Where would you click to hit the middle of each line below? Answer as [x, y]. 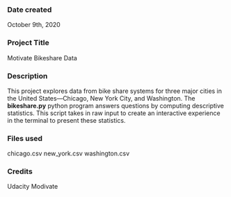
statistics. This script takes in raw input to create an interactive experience [114, 113]
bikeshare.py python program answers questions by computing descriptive [115, 105]
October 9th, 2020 [34, 25]
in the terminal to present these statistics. [66, 120]
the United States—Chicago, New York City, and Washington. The [102, 98]
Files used [25, 138]
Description [27, 76]
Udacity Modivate [33, 187]
